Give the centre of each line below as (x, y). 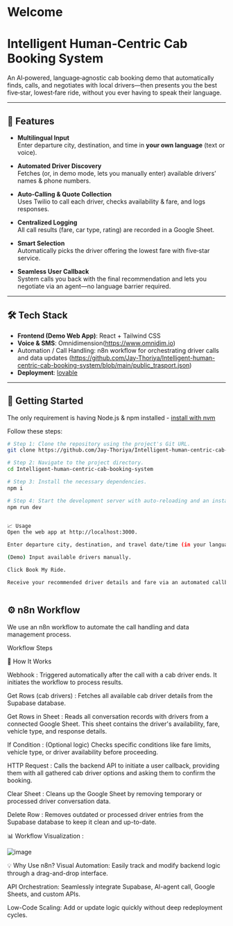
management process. (39, 634)
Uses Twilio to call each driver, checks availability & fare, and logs (111, 201)
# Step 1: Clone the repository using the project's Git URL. (99, 444)
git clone (21, 450)
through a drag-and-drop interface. (58, 873)
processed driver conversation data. (59, 801)
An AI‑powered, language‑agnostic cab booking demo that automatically (111, 78)
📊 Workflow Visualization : (46, 836)
